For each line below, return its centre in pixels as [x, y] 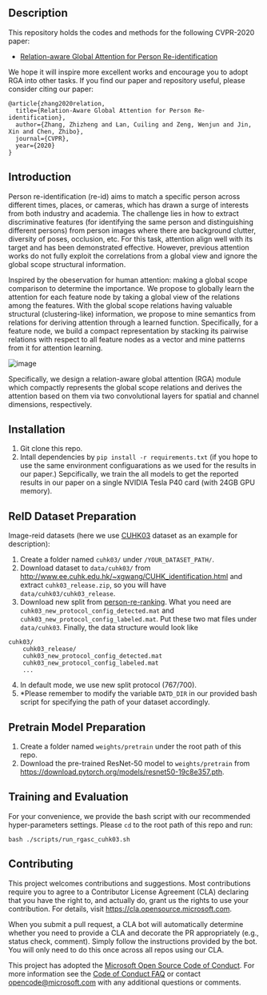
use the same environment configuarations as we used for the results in [138, 466]
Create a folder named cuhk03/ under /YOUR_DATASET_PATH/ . [117, 560]
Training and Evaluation [69, 797]
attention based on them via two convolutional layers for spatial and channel [134, 396]
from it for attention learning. [56, 348]
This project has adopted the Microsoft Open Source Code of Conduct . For [132, 965]
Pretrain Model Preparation [77, 727]
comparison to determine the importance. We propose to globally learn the [131, 288]
